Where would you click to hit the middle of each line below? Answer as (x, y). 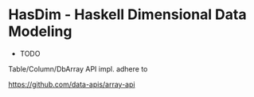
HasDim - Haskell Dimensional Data (127, 15)
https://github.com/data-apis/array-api (72, 84)
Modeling (40, 31)
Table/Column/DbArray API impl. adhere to (78, 68)
